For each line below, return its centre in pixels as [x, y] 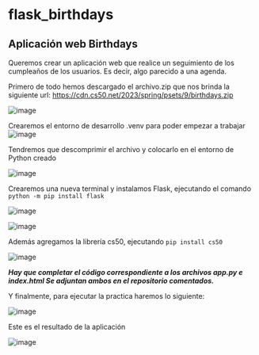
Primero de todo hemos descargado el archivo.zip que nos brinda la [119, 86]
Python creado [32, 158]
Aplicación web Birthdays [73, 44]
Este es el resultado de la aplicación [67, 327]
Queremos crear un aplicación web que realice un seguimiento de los [122, 63]
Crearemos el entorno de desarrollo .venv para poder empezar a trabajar [127, 126]
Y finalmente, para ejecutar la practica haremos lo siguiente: [107, 296]
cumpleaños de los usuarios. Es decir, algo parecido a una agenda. [118, 71]
